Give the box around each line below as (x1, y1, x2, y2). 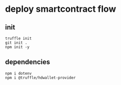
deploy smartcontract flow (5, 3, 117, 15)
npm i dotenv (5, 71, 32, 76)
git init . (5, 40, 28, 45)
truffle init (5, 36, 32, 41)
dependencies (5, 58, 50, 66)
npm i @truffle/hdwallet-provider (5, 75, 76, 80)
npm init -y (5, 45, 30, 50)
